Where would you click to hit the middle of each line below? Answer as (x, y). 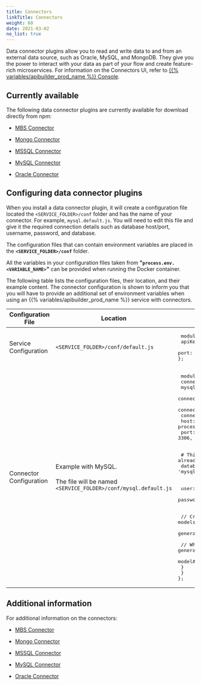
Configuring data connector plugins (74, 193)
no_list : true (24, 34)
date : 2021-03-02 (28, 28)
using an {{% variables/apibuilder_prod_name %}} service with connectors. (99, 300)
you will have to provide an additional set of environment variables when (95, 293)
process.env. (159, 263)
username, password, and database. (51, 233)
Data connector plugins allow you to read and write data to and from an (94, 51)
